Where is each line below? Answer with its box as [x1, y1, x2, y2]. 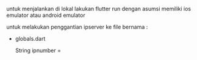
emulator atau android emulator [6, 12, 85, 19]
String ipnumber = [15, 47, 61, 54]
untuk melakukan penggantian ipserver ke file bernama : [6, 24, 148, 30]
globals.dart [15, 35, 46, 42]
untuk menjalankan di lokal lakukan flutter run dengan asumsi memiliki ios [6, 5, 192, 12]
